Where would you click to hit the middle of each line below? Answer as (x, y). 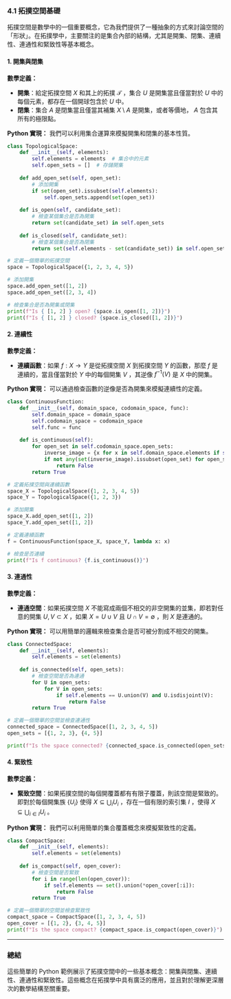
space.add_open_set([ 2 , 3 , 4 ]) (52, 292)
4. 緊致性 (20, 762)
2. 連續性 (20, 334)
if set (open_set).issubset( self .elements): (95, 191)
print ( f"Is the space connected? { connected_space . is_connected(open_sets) (118, 745)
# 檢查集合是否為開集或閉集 (41, 305)
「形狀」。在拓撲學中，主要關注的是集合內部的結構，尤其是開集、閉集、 (108, 36)
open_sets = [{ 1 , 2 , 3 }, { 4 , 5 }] (55, 733)
